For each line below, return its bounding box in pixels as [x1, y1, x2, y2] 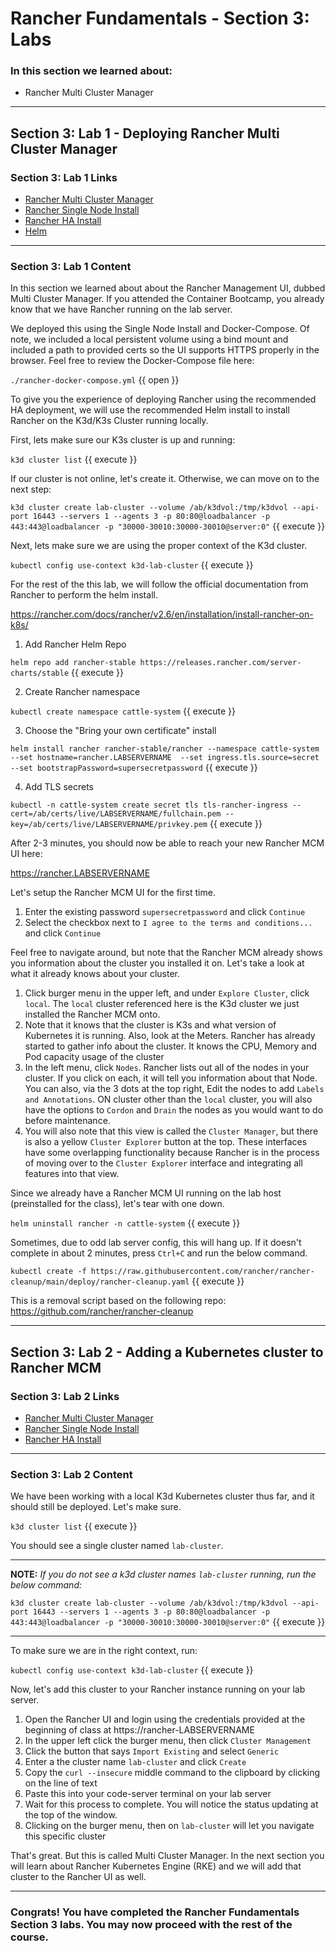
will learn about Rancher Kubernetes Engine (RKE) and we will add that [10, 1860, 302, 1872]
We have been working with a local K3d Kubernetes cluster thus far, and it [10, 1490, 315, 1502]
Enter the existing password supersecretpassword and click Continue [24, 906, 306, 918]
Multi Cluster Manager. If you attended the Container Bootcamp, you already [10, 293, 325, 305]
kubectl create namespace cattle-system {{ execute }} [10, 705, 236, 717]
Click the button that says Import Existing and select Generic [24, 1745, 280, 1757]
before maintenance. [24, 1115, 111, 1127]
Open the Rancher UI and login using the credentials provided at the [24, 1713, 306, 1726]
